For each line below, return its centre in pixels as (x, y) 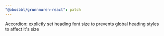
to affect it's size (22, 29)
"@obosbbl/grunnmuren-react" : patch (43, 10)
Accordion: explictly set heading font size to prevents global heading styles (82, 24)
